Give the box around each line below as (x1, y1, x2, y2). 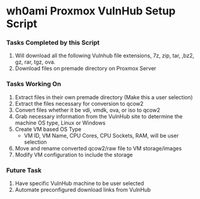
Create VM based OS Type (14, 125, 82, 133)
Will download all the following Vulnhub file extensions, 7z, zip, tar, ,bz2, (14, 52, 195, 60)
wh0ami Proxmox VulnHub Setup (6, 4, 176, 18)
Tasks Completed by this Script (6, 38, 100, 47)
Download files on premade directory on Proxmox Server (14, 65, 157, 72)
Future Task (6, 166, 42, 174)
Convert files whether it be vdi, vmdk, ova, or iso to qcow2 (14, 106, 161, 114)
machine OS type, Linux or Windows (14, 119, 106, 126)
